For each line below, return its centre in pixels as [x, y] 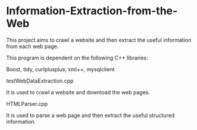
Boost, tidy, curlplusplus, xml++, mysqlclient [60, 69]
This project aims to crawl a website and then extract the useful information [99, 40]
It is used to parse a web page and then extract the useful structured [90, 115]
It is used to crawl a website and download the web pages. [78, 92]
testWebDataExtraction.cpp [40, 81]
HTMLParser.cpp [27, 104]
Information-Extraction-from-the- [92, 11]
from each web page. [32, 46]
